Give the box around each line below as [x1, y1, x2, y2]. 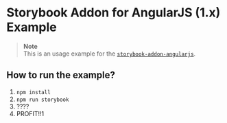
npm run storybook [16, 96, 69, 103]
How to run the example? [6, 69, 116, 81]
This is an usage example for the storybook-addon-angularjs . [23, 49, 196, 58]
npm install [16, 89, 51, 96]
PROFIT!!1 [16, 109, 45, 118]
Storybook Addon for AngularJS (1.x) [6, 5, 221, 21]
